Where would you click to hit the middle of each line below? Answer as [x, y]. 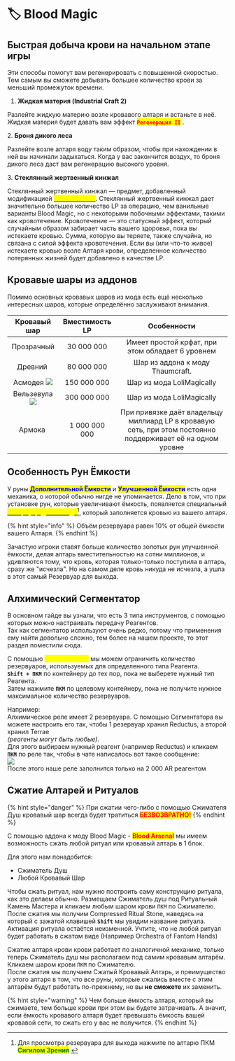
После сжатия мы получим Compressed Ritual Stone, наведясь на [106, 913]
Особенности [172, 325]
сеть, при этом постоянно [172, 430]
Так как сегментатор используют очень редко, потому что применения [114, 631]
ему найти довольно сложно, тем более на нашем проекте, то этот [108, 638]
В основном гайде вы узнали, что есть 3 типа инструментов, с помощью [116, 616]
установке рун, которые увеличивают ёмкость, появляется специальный [117, 504]
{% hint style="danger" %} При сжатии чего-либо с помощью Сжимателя [117, 807]
